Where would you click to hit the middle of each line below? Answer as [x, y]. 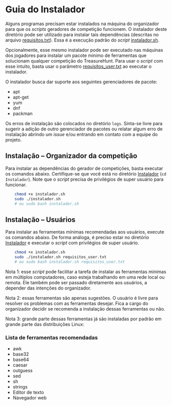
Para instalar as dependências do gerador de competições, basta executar [84, 168]
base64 [21, 360]
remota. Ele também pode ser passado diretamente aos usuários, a [76, 282]
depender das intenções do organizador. [48, 288]
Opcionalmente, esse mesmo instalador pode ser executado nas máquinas [84, 50]
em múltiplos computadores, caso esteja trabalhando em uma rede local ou [85, 277]
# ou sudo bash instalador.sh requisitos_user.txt [70, 262]
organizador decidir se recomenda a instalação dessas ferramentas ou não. [85, 308]
